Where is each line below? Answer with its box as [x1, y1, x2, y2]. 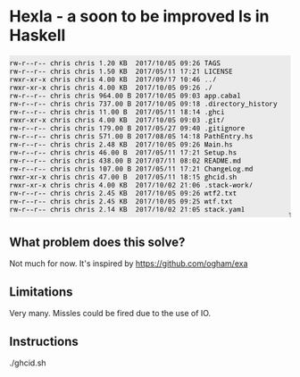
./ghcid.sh [9, 357, 46, 368]
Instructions [9, 333, 79, 349]
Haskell [9, 25, 66, 46]
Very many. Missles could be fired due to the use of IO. [9, 308, 212, 319]
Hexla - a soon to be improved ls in [9, 6, 270, 27]
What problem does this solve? [9, 234, 186, 249]
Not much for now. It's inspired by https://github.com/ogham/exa [9, 258, 248, 269]
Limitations [9, 284, 73, 299]
